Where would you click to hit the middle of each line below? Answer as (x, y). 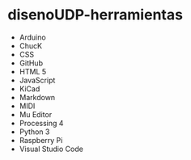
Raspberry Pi (41, 140)
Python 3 (34, 132)
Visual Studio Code (51, 149)
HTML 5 (33, 71)
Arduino (32, 37)
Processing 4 (41, 123)
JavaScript (37, 80)
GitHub (31, 63)
